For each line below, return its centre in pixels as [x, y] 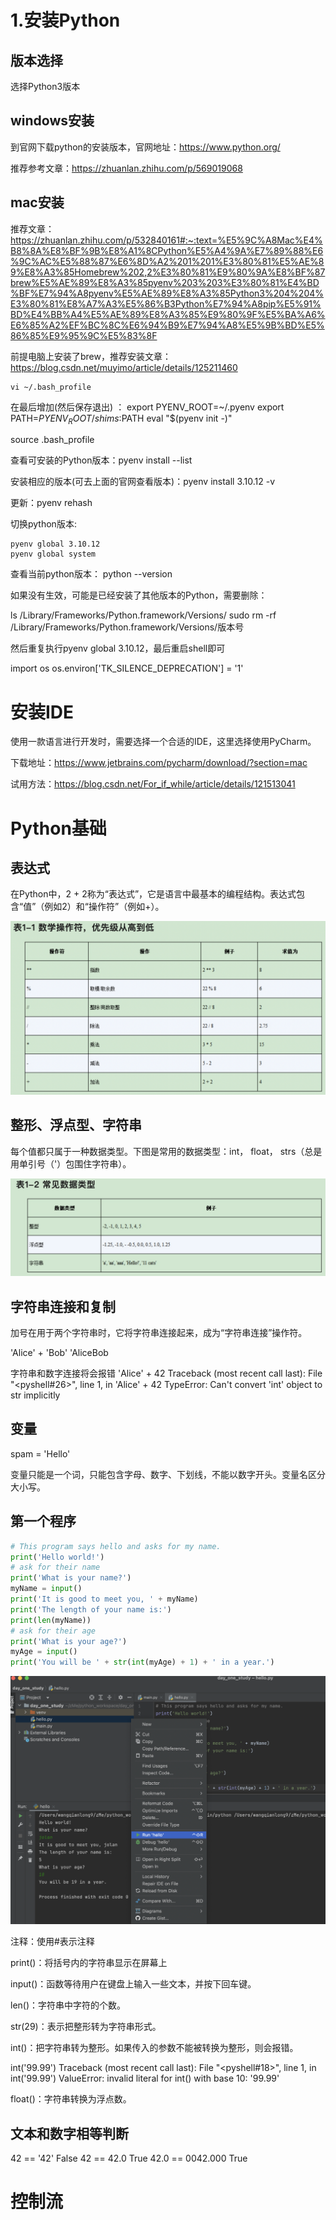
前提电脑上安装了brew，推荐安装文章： [91, 356]
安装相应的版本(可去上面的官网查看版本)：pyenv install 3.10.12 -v [143, 482]
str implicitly [35, 1395]
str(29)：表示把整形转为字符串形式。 [86, 2027]
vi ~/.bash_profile [51, 387]
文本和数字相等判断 [69, 2133]
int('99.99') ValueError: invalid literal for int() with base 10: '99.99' [145, 2078]
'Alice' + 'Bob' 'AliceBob [59, 1353]
